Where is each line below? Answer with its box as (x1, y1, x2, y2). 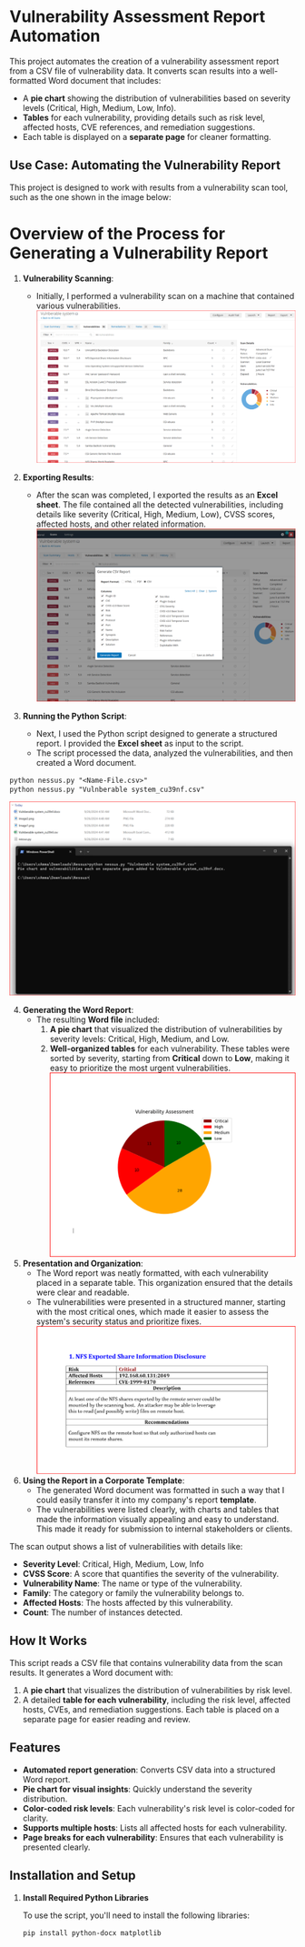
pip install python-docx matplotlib (22, 1928, 162, 1938)
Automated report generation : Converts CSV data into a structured (22, 1764, 276, 1775)
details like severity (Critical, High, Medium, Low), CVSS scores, (35, 509, 275, 520)
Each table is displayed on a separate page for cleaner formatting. (22, 131, 271, 142)
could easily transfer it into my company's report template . (35, 1494, 257, 1506)
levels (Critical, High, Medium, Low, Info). (22, 102, 177, 113)
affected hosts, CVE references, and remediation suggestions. (22, 121, 256, 133)
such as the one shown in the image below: (9, 191, 172, 202)
